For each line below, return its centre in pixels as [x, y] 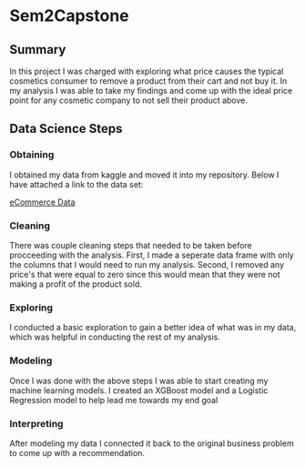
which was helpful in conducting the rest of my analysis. [115, 337]
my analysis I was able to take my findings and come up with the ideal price [151, 91]
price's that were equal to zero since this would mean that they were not [145, 274]
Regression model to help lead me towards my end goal [114, 400]
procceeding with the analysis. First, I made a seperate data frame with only [152, 255]
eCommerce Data [42, 202]
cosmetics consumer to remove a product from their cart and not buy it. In [148, 81]
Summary [38, 50]
